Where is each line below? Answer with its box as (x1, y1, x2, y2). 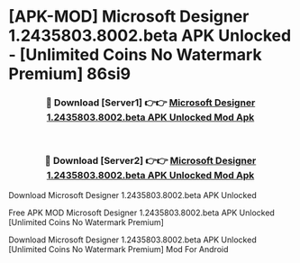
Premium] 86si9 (8, 64, 132, 85)
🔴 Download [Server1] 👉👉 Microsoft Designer (45, 96, 256, 109)
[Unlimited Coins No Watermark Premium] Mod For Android (8, 243, 229, 254)
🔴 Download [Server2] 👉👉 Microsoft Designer (44, 155, 257, 168)
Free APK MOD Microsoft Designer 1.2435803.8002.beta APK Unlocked (8, 207, 276, 218)
